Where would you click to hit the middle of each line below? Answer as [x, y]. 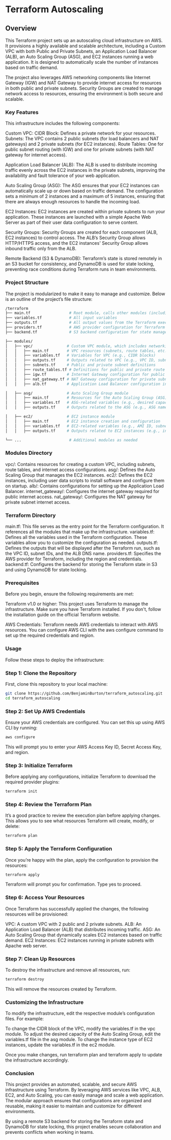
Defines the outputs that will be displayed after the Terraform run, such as [83, 548]
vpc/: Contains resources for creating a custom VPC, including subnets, [80, 464]
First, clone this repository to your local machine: [56, 684]
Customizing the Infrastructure [45, 1002]
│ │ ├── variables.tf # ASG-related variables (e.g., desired [79, 403]
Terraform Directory [31, 515]
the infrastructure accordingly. [37, 1060]
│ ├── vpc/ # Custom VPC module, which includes [76, 346]
